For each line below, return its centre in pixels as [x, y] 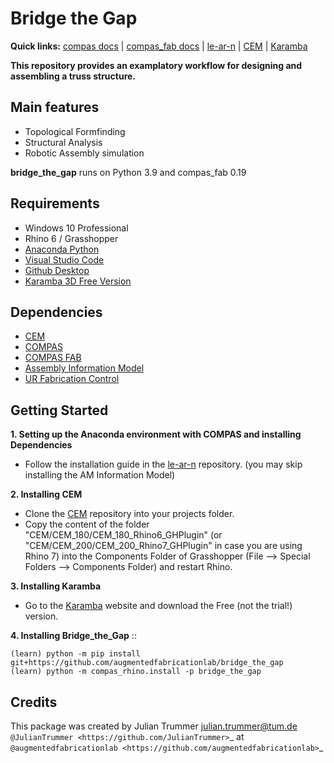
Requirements [55, 203]
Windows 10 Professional [76, 228]
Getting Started [59, 410]
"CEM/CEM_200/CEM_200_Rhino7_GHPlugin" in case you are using [163, 546]
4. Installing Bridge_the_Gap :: [73, 636]
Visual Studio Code [64, 259]
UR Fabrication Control [72, 379]
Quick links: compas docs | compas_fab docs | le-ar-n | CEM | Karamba [159, 46]
